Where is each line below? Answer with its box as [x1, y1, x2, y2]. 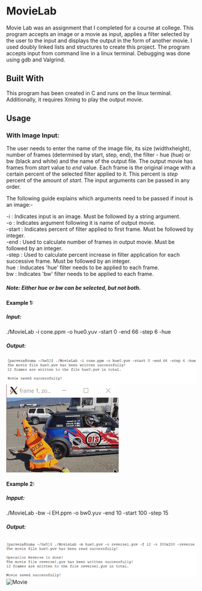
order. [6, 183, 21, 191]
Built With [6, 73, 44, 84]
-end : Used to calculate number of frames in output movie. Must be [6, 239, 175, 246]
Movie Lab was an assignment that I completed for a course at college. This [6, 24, 194, 31]
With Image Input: [6, 131, 60, 139]
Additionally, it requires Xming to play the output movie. [6, 96, 144, 103]
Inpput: [6, 494, 25, 501]
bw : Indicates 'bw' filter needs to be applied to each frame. [6, 271, 155, 278]
